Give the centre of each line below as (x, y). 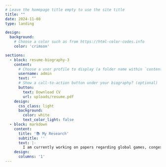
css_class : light (36, 106)
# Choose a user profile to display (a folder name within (80, 69)
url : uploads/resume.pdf (48, 97)
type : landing (20, 24)
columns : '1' (32, 157)
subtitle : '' (32, 138)
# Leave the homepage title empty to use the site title (65, 10)
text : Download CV (42, 92)
